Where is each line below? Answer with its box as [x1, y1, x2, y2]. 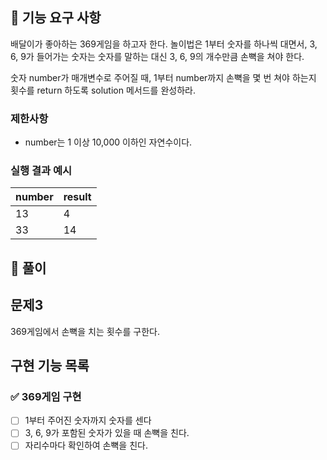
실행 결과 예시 [10, 164, 73, 178]
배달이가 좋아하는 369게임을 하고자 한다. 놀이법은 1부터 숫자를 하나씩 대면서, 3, [10, 38, 318, 50]
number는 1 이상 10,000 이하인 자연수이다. [24, 136, 193, 148]
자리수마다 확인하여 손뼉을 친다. [24, 439, 148, 452]
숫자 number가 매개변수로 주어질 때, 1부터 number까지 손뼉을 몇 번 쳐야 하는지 [10, 71, 317, 83]
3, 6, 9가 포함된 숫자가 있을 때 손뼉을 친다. [24, 427, 190, 439]
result [63, 190, 92, 204]
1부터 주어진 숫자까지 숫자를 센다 [24, 414, 152, 427]
